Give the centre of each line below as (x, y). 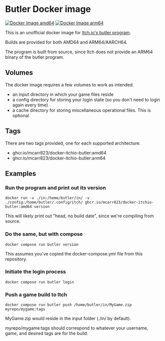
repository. (16, 259)
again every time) (30, 105)
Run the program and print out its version (56, 187)
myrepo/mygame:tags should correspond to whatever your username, (77, 328)
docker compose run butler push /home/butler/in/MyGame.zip (69, 305)
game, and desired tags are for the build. (47, 334)
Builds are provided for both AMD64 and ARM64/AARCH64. (66, 42)
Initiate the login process (36, 272)
